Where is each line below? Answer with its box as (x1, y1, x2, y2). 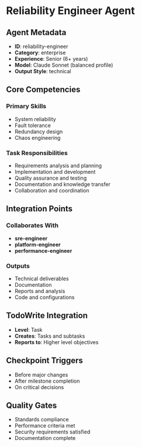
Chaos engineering (14, 134, 61, 141)
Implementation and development (14, 168, 96, 175)
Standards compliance (14, 416, 69, 423)
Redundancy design (14, 128, 63, 135)
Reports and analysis (14, 287, 66, 294)
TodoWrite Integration (6, 311, 88, 321)
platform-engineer (14, 241, 61, 248)
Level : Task (14, 326, 43, 333)
